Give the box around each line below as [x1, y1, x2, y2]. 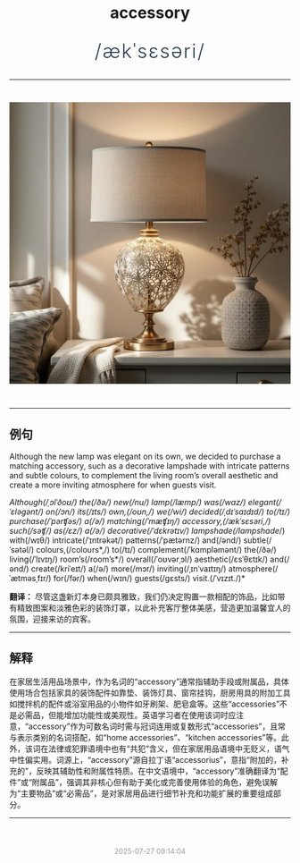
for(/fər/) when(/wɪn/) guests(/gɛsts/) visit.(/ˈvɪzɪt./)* [53, 573, 246, 583]
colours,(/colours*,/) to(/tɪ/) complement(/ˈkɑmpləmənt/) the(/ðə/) [36, 545, 277, 554]
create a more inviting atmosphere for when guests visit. [9, 479, 217, 490]
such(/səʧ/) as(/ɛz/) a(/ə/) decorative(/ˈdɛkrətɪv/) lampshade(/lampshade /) [9, 526, 286, 536]
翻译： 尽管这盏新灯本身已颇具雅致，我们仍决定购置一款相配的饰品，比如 [9, 591, 278, 602]
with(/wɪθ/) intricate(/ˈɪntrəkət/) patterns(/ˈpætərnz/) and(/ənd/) [9, 535, 242, 546]
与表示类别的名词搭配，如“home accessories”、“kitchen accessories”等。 [9, 732, 281, 742]
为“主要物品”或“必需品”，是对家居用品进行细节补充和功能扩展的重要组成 [9, 788, 274, 799]
